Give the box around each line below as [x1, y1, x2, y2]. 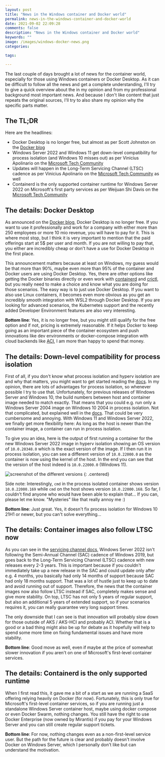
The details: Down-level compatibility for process [5, 352, 161, 361]
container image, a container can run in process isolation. [5, 425, 122, 431]
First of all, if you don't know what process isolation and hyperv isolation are [5, 373, 160, 379]
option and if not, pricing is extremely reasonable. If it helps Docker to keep [5, 322, 158, 329]
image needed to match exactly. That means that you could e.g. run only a [5, 399, 156, 405]
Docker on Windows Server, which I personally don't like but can [5, 742, 136, 748]
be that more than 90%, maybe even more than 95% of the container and [5, 265, 154, 272]
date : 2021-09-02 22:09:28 [5, 21, 61, 26]
